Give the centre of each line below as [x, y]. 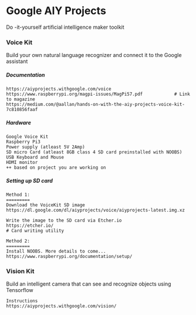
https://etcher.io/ [30, 226]
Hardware [18, 122]
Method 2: [18, 241]
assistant [17, 61]
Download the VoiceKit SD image [45, 205]
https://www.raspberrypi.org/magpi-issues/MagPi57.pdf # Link [98, 94]
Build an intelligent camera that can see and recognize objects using [89, 284]
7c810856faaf [22, 110]
